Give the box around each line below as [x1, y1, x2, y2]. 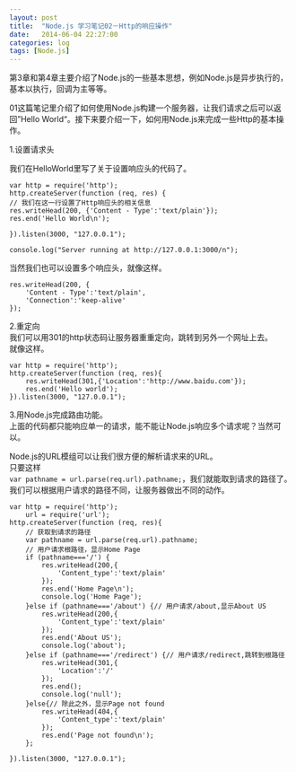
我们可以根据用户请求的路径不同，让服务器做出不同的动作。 [9, 485, 230, 496]
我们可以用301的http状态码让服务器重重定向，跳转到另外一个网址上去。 [9, 332, 274, 343]
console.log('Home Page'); [41, 592, 143, 601]
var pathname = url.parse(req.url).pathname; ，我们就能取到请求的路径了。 [9, 473, 292, 485]
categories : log [9, 38, 70, 48]
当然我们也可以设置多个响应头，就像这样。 [9, 262, 167, 274]
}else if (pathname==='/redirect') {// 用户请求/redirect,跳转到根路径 [25, 651, 285, 660]
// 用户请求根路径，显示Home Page [25, 545, 141, 555]
